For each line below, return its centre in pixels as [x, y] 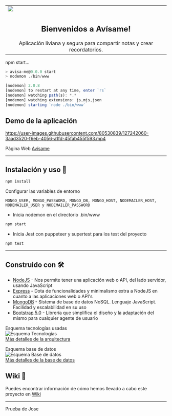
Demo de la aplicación [41, 121]
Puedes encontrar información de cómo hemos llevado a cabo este [76, 388]
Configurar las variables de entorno [43, 191]
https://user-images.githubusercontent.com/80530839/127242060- [77, 133]
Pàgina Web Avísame [28, 149]
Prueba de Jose [22, 409]
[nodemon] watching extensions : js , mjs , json [53, 100]
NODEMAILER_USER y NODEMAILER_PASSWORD [48, 205]
